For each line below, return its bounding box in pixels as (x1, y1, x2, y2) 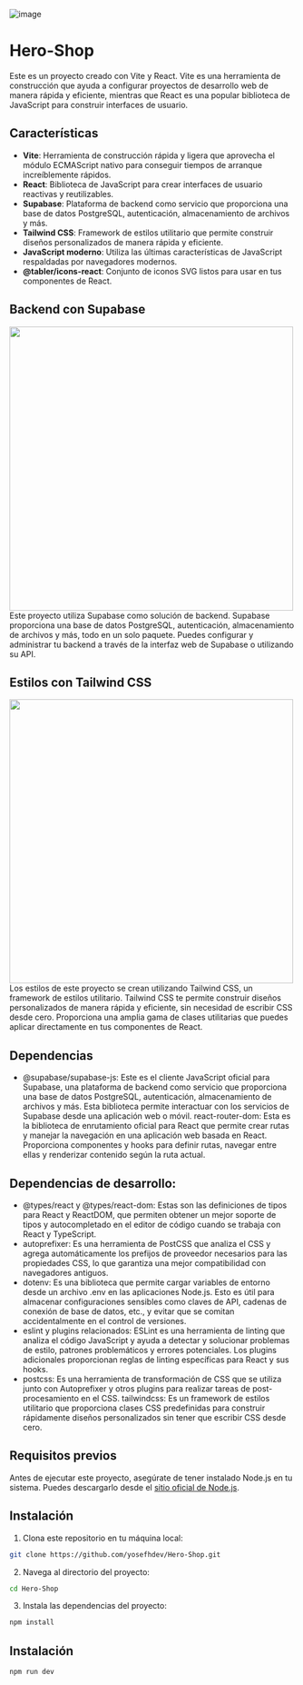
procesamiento (22, 1393, 80, 1403)
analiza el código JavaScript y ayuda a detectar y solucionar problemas (22, 1335, 290, 1345)
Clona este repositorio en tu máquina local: (22, 1532, 183, 1543)
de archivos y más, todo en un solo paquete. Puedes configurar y (9, 629, 254, 640)
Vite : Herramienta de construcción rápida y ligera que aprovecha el (22, 150, 275, 161)
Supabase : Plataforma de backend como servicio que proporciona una (22, 198, 288, 209)
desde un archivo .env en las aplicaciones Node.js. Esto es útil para (22, 1287, 275, 1297)
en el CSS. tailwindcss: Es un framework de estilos (81, 1393, 270, 1403)
